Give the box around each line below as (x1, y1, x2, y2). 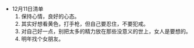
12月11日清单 (12, 5, 44, 12)
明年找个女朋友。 (21, 35, 64, 42)
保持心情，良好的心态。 (21, 13, 80, 20)
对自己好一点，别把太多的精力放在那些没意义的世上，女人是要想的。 (21, 28, 192, 35)
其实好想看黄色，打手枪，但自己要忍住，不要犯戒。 (21, 20, 149, 27)
